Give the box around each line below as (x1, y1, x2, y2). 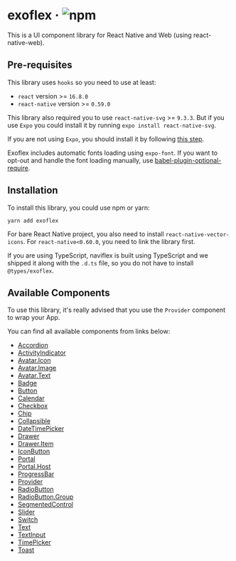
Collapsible (17, 417, 51, 425)
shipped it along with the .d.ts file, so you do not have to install (7, 258, 194, 267)
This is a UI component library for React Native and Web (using (7, 31, 192, 39)
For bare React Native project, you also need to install (7, 229, 165, 238)
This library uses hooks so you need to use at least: (7, 78, 156, 86)
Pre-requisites (7, 59, 73, 71)
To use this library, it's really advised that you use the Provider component (7, 305, 226, 314)
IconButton (17, 447, 50, 456)
